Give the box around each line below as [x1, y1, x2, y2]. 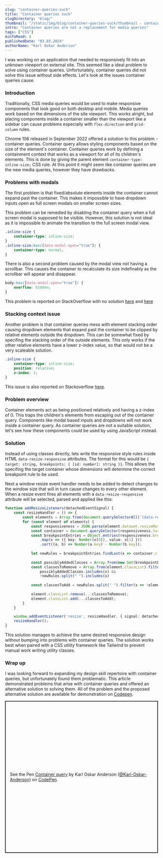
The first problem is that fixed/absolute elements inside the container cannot [5, 190, 158, 196]
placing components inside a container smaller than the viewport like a [5, 116, 147, 122]
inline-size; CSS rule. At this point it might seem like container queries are [5, 161, 156, 167]
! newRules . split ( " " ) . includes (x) [39, 573, 110, 579]
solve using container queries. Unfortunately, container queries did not [5, 67, 147, 73]
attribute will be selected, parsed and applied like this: [5, 497, 113, 502]
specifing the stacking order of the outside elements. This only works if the [5, 337, 155, 343]
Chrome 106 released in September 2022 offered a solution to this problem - [5, 136, 158, 142]
